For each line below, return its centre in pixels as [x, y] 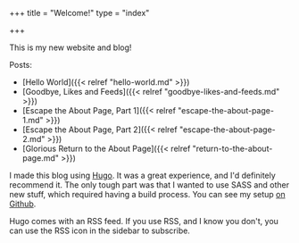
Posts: [21, 65]
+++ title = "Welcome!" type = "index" [79, 13]
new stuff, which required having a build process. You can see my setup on [147, 194]
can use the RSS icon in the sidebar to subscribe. [100, 230]
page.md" [41, 158]
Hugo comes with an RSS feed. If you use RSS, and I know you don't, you [144, 221]
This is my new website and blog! [71, 47]
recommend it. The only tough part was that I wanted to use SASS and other [149, 185]
